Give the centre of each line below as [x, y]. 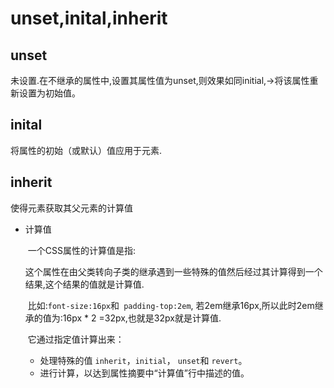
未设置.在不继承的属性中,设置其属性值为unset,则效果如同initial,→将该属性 [160, 80]
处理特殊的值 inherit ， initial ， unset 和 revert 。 [143, 360]
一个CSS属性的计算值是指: [81, 250]
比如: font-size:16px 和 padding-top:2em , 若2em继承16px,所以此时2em [171, 305]
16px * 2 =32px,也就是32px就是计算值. [142, 318]
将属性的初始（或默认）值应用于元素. [86, 150]
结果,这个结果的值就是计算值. [84, 284]
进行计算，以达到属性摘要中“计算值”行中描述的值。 [144, 373]
